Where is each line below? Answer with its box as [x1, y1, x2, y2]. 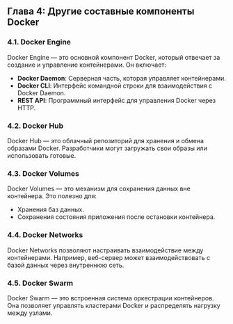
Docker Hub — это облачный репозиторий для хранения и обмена [7, 136, 204, 145]
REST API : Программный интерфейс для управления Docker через [17, 96, 216, 104]
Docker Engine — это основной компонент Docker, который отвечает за [7, 53, 220, 61]
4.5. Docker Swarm [7, 278, 74, 288]
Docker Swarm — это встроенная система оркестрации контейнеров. [7, 293, 214, 302]
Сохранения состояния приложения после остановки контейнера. [17, 213, 216, 221]
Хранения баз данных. [17, 205, 85, 214]
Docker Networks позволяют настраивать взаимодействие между [7, 246, 204, 254]
